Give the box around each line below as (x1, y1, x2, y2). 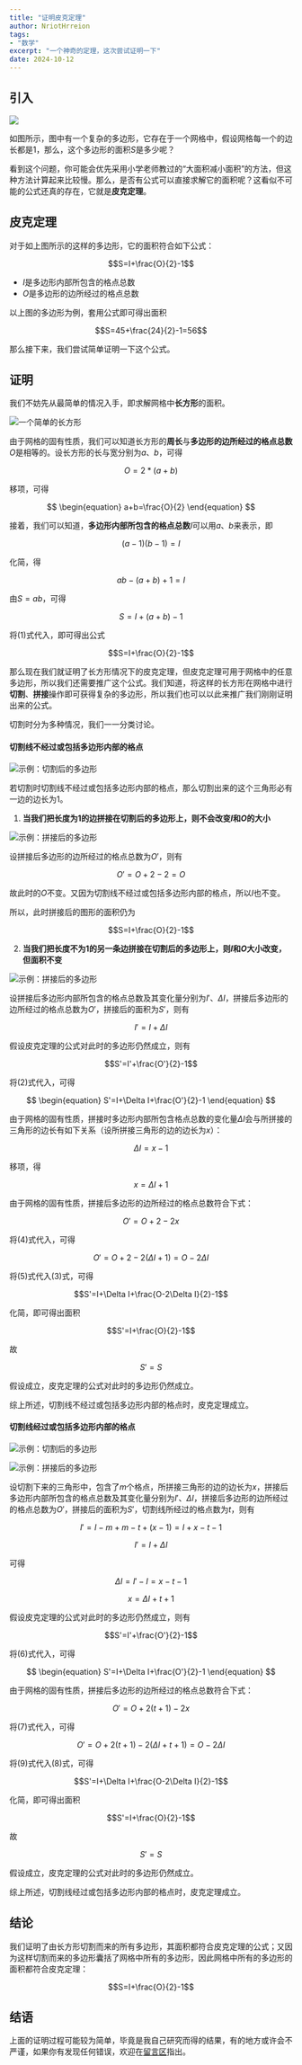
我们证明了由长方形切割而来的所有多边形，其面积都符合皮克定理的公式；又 (9, 1941, 285, 1952)
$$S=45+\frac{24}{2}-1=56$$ (94, 325, 208, 335)
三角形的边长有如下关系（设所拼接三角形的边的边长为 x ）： (9, 1125, 223, 1135)
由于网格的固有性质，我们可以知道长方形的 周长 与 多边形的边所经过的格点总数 (9, 436, 293, 447)
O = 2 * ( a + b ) (124, 465, 178, 476)
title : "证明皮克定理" (9, 13, 86, 22)
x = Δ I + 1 (133, 1179, 169, 1189)
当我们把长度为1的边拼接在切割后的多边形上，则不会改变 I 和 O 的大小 (22, 813, 271, 823)
